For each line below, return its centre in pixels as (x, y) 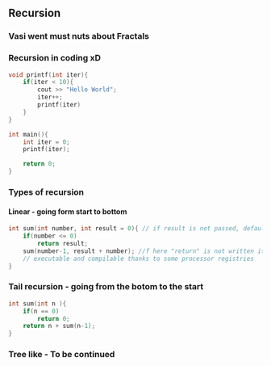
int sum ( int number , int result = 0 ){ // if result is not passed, (124, 229)
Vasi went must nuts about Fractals (79, 36)
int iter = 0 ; (46, 142)
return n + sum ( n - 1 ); (59, 326)
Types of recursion (46, 192)
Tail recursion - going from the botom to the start (106, 287)
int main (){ (28, 134)
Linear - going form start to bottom (68, 211)
